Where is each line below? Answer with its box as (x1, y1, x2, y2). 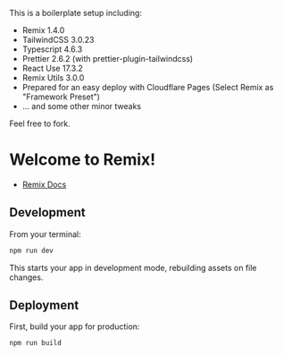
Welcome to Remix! (9, 149, 156, 170)
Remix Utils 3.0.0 (21, 72, 85, 83)
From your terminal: (9, 228, 82, 240)
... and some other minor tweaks (21, 101, 141, 111)
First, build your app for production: (9, 321, 140, 332)
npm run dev (9, 246, 54, 255)
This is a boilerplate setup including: (9, 8, 143, 18)
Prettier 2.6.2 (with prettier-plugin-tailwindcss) (21, 54, 194, 64)
